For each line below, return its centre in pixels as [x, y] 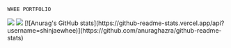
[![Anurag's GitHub [51, 23]
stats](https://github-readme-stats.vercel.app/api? [152, 23]
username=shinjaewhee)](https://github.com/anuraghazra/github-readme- [114, 30]
